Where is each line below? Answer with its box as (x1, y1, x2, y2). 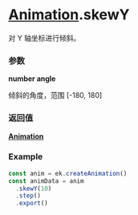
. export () (15, 199, 48, 208)
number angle (8, 74, 56, 83)
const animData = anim (8, 176, 84, 185)
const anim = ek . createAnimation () (8, 169, 128, 177)
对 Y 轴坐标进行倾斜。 (8, 33, 81, 43)
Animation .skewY (8, 6, 130, 24)
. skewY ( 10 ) (15, 185, 52, 193)
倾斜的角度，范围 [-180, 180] (8, 91, 103, 100)
